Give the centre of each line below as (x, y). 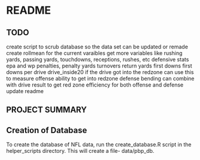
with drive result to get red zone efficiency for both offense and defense (95, 85)
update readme (25, 91)
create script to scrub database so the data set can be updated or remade (97, 47)
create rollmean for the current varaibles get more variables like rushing (94, 53)
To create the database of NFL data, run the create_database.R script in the (99, 144)
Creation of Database (47, 130)
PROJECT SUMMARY (47, 110)
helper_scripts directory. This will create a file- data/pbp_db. (80, 151)
